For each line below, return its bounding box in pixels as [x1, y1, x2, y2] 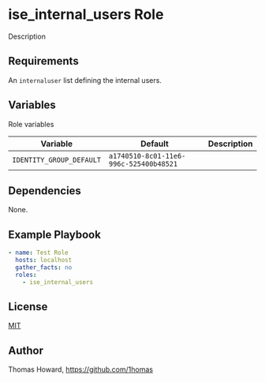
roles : [15, 271, 37, 279]
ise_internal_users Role [8, 6, 164, 24]
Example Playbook [8, 227, 101, 242]
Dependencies [8, 184, 81, 197]
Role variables [8, 119, 54, 129]
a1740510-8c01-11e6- [109, 152, 186, 160]
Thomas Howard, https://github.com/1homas [8, 365, 154, 374]
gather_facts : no [15, 263, 73, 272]
